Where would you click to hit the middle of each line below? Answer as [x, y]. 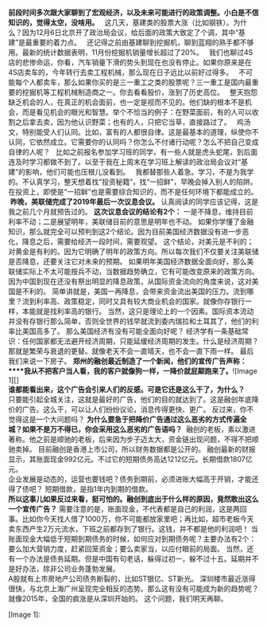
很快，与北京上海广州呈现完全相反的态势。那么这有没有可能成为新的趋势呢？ [133, 588]
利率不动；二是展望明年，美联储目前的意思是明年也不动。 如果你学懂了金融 [131, 221]
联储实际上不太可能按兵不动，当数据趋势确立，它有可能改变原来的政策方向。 [133, 271]
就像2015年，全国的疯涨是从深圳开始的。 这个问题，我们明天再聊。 [118, 598]
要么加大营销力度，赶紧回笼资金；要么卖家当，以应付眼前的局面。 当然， [128, 549]
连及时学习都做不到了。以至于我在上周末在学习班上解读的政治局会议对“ [125, 162]
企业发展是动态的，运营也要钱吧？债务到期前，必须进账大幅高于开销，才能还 [133, 479]
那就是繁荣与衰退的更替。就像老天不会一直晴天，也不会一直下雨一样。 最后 [131, 351]
